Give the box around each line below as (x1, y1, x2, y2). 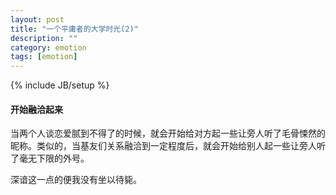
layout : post (10, 14, 65, 25)
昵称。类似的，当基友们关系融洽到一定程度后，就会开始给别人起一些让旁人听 (10, 140, 326, 152)
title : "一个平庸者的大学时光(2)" (10, 24, 139, 34)
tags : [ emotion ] (10, 52, 78, 62)
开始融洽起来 (10, 103, 63, 115)
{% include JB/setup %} (10, 79, 110, 91)
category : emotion (10, 42, 87, 53)
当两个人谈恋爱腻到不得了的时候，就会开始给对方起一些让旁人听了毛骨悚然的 (10, 127, 326, 140)
